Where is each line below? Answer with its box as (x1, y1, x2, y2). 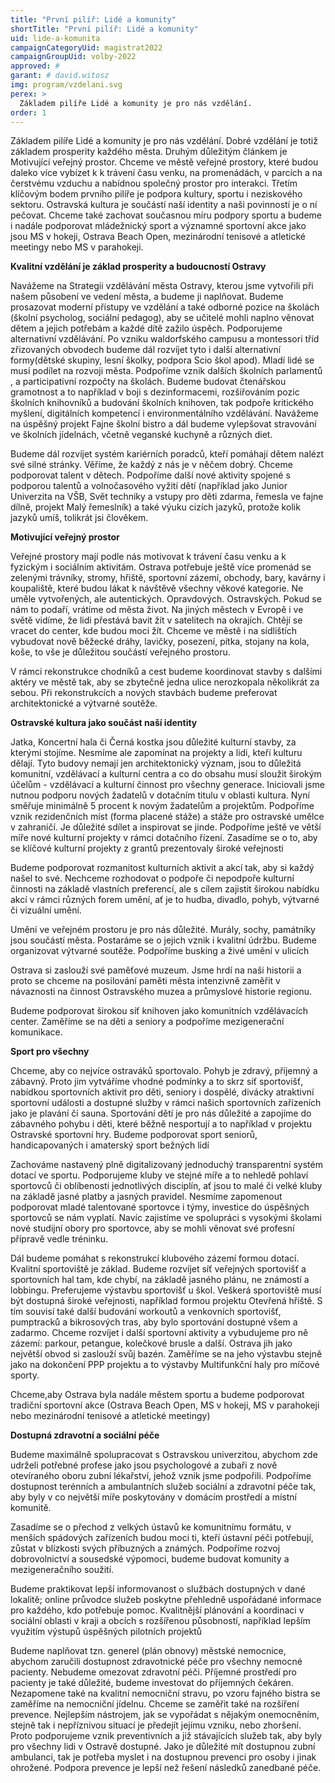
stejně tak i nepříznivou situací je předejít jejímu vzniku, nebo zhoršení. (10, 1719, 302, 1731)
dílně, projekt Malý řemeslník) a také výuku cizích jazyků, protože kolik (10, 501, 301, 513)
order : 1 (10, 107, 47, 118)
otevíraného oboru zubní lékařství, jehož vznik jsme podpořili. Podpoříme (10, 1470, 312, 1482)
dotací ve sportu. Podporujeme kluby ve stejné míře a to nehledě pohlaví (10, 1169, 309, 1181)
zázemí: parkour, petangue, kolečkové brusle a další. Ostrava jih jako (10, 1337, 293, 1350)
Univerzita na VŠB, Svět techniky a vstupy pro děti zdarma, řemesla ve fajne (10, 491, 324, 503)
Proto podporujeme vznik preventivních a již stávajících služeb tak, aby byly (10, 1730, 323, 1742)
